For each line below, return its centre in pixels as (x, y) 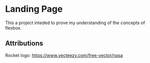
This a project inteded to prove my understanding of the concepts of (75, 23)
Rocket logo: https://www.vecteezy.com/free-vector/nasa (64, 55)
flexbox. (13, 28)
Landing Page (34, 9)
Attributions (24, 44)
